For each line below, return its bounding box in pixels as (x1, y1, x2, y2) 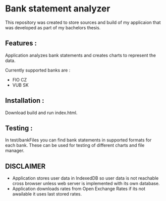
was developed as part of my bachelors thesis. (5, 24, 101, 30)
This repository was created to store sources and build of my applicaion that (5, 19, 161, 25)
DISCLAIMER (5, 162, 46, 170)
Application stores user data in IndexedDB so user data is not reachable (12, 175, 159, 181)
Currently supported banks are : (5, 67, 71, 73)
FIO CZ (12, 76, 27, 82)
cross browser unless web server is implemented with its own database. (12, 181, 160, 187)
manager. (5, 147, 25, 154)
